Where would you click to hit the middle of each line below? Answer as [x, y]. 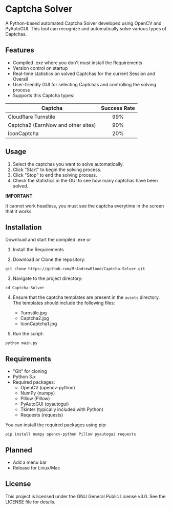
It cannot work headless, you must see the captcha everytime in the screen [85, 205]
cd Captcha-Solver [25, 288]
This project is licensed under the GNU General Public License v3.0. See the [85, 496]
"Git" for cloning [30, 371]
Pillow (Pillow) [35, 399]
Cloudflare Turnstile [31, 117]
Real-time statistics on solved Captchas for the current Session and [84, 73]
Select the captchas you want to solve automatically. [68, 164]
